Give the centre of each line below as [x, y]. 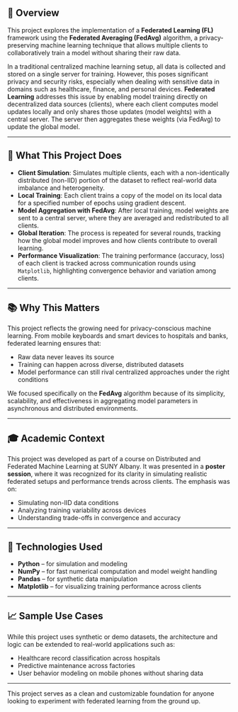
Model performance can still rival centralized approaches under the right [124, 372]
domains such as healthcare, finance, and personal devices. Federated [111, 89]
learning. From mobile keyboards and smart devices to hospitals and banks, [118, 336]
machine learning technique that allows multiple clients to [124, 45]
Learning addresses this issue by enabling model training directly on [107, 96]
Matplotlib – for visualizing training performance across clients [109, 587]
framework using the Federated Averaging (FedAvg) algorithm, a [103, 38]
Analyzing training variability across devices [82, 510]
